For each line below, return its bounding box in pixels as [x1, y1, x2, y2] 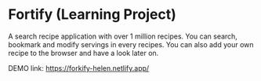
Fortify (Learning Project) [8, 6, 176, 24]
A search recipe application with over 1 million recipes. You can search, [8, 31, 237, 41]
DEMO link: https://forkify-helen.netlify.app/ [8, 63, 150, 72]
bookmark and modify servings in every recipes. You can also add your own [8, 39, 254, 49]
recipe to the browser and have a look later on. [8, 48, 159, 57]
